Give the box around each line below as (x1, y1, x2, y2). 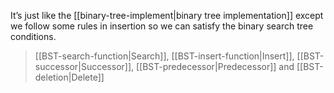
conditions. (10, 31, 57, 42)
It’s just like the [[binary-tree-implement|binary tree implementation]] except (10, 10, 324, 21)
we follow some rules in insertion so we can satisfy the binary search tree (10, 20, 314, 32)
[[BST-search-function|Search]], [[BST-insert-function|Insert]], (34, 50, 295, 62)
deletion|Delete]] (34, 71, 105, 83)
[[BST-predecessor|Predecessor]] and (135, 61, 295, 72)
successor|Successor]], (34, 61, 135, 72)
